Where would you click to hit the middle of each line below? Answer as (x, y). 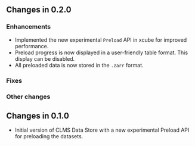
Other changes (28, 97)
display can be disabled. (45, 58)
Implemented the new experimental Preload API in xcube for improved (101, 40)
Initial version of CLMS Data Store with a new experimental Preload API (102, 130)
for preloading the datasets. (49, 136)
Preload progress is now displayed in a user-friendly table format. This (101, 52)
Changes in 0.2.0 (39, 10)
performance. (32, 46)
